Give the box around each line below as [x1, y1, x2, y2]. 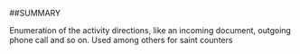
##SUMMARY [9, 8, 61, 18]
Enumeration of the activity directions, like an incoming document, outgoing [9, 25, 292, 35]
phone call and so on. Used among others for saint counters [9, 35, 233, 45]
